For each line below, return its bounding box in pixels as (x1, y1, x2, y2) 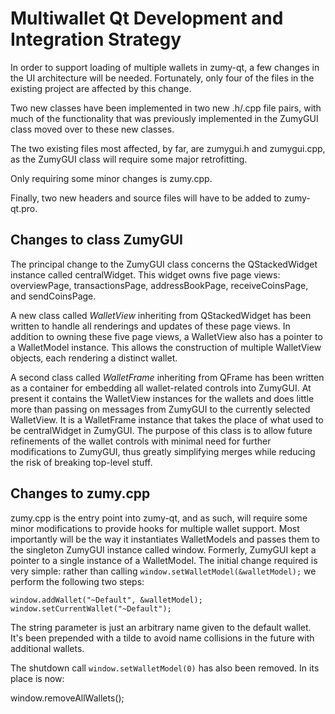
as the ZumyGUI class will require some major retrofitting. (10, 153, 248, 165)
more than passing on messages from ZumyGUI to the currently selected (10, 403, 311, 415)
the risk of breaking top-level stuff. (10, 456, 153, 468)
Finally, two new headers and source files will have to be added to (10, 192, 282, 204)
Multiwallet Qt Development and (10, 7, 284, 30)
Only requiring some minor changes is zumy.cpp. (10, 172, 213, 184)
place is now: (10, 672, 65, 684)
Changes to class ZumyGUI (10, 232, 183, 249)
